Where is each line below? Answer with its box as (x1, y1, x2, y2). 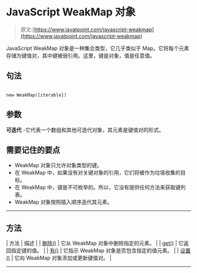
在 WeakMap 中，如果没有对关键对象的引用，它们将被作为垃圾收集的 (14, 169, 181, 177)
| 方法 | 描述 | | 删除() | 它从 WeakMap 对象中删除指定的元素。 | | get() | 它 (6, 239, 184, 247)
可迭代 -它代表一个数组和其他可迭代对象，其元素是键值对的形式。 (6, 126, 164, 133)
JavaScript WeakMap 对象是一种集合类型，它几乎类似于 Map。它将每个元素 (6, 45, 189, 52)
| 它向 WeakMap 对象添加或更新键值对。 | (11, 254, 112, 262)
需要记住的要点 (6, 145, 60, 155)
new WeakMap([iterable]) (6, 92, 67, 98)
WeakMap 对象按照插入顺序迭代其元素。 (14, 198, 113, 206)
